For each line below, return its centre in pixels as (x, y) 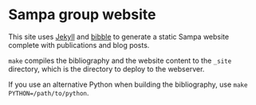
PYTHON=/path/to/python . (49, 92)
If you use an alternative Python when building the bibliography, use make (128, 84)
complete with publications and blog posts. (79, 45)
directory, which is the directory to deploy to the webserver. (106, 68)
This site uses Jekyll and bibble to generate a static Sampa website (119, 37)
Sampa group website (82, 15)
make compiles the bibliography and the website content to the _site (120, 60)
